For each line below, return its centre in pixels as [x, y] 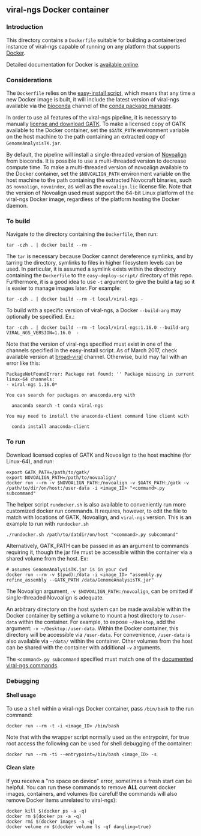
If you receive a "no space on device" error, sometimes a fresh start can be [99, 781]
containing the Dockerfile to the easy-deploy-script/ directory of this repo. [100, 275]
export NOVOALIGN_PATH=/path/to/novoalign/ [61, 477]
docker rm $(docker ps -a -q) [44, 816]
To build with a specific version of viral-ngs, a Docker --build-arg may [94, 310]
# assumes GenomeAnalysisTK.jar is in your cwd [67, 570]
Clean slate [20, 768]
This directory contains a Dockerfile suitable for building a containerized [96, 40]
